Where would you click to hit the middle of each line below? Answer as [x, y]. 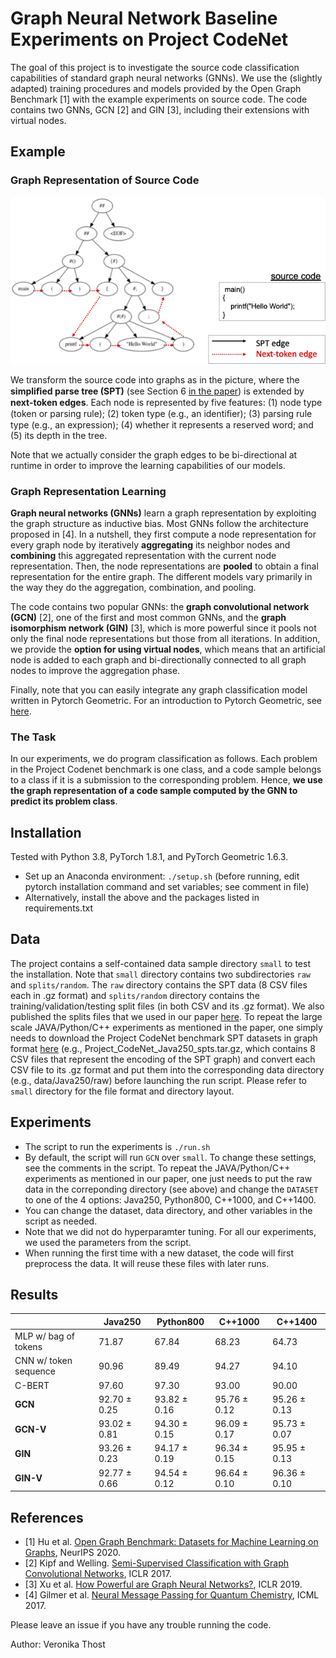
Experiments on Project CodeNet [149, 39]
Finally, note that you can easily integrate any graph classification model [159, 689]
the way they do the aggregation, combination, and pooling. [133, 587]
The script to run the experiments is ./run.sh [117, 1146]
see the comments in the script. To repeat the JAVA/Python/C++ [157, 1168]
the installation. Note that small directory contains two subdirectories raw [161, 974]
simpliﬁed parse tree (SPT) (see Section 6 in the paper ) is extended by [157, 391]
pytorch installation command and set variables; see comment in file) [167, 887]
